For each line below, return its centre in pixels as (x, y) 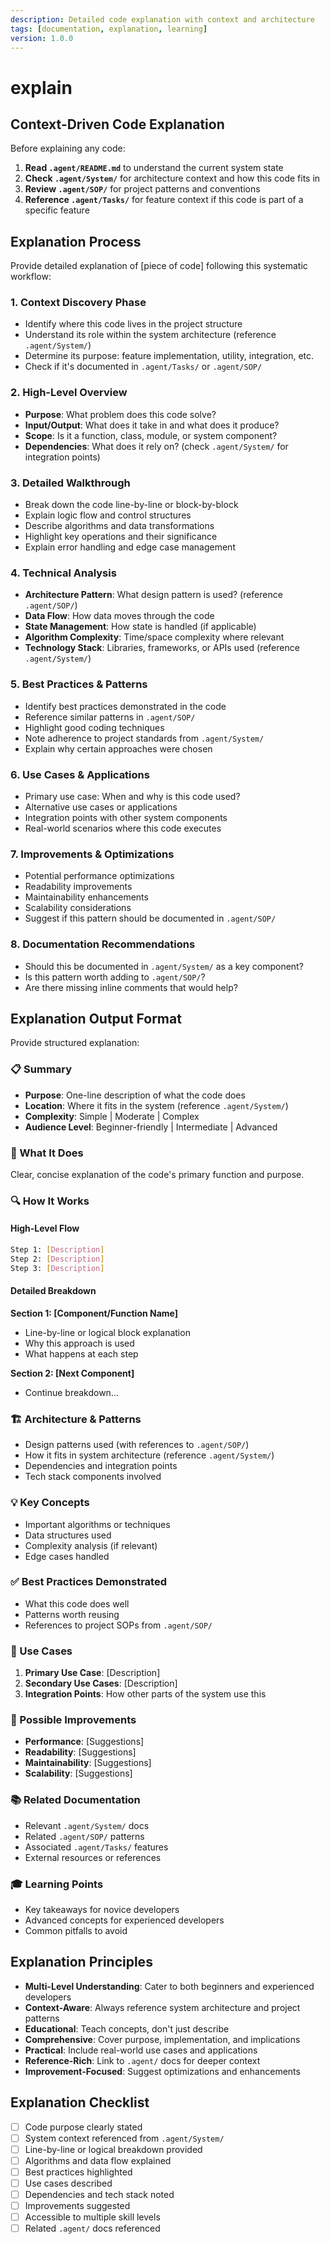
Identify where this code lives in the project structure (133, 324)
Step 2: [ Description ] (57, 1259)
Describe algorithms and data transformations (119, 526)
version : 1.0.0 (42, 38)
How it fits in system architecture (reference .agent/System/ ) (149, 1455)
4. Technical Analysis (63, 573)
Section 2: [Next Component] (72, 1373)
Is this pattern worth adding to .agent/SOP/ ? (115, 977)
